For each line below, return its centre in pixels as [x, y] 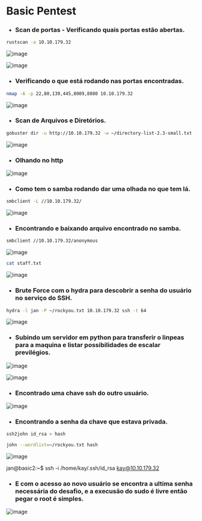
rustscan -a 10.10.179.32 [38, 42]
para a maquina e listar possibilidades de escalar [87, 345]
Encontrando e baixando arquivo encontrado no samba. [98, 229]
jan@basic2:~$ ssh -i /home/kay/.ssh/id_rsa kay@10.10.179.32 [83, 468]
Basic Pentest [41, 11]
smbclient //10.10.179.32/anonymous [52, 241]
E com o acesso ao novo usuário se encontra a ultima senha [104, 484]
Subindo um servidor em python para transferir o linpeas [99, 338]
